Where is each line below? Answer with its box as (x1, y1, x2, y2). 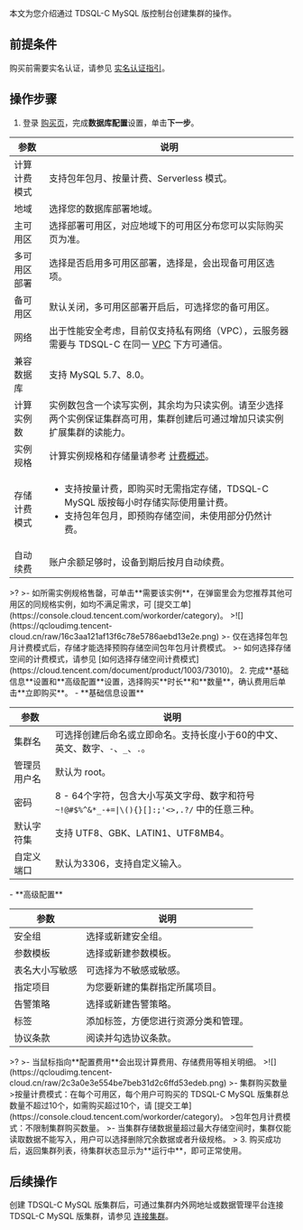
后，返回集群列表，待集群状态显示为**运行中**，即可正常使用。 (9, 1145, 247, 1156)
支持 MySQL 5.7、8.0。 (49, 368, 151, 381)
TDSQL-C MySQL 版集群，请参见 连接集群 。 (9, 1211, 174, 1222)
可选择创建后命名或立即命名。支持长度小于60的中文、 (55, 728, 284, 741)
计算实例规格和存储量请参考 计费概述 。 (49, 450, 215, 462)
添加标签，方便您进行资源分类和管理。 (86, 1014, 250, 1027)
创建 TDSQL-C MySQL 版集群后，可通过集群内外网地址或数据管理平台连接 (9, 1199, 284, 1210)
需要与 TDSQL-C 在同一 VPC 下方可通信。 (49, 338, 228, 350)
